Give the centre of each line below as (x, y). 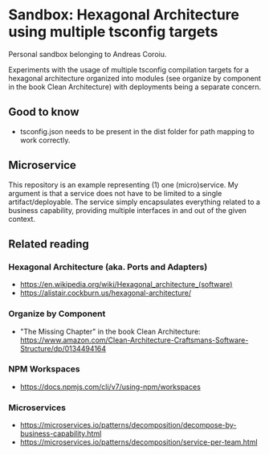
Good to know (44, 112)
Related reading (49, 244)
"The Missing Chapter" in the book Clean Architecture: (110, 331)
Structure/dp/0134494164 (63, 348)
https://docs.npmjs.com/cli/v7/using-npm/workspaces (110, 387)
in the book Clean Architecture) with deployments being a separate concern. (135, 87)
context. (22, 219)
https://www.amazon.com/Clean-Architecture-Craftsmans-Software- (134, 340)
